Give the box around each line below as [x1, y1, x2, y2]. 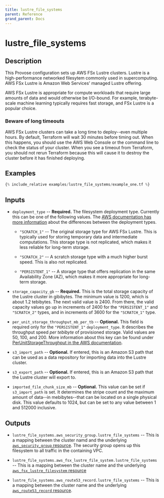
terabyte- [139, 95, 158, 101]
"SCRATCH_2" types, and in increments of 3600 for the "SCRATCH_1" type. [12, 310, 156, 315]
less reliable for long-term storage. [19, 244, 90, 250]
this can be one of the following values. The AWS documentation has [12, 214, 152, 220]
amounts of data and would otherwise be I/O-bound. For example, [5, 95, 139, 101]
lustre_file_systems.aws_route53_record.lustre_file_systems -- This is [12, 477, 159, 483]
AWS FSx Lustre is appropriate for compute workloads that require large [5, 90, 151, 96]
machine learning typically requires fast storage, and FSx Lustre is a [17, 100, 154, 106]
